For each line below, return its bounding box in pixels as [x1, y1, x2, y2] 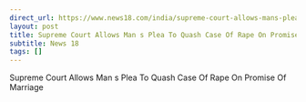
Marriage [9, 82, 44, 93]
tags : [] [9, 47, 43, 56]
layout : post [9, 22, 59, 31]
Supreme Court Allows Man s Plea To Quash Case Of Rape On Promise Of [9, 72, 287, 83]
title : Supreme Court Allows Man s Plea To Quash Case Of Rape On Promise [9, 30, 300, 39]
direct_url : [9, 13, 55, 23]
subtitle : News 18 [9, 38, 79, 48]
